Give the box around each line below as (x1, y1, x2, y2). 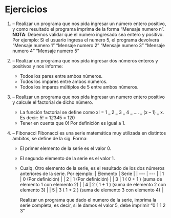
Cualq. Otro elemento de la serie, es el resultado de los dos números (19, 165, 165, 171)
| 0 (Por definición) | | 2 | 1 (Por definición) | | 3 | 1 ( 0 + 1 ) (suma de (19, 176, 162, 182)
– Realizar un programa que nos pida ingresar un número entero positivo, (12, 20, 166, 27)
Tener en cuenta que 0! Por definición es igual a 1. (19, 120, 126, 126)
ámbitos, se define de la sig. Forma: (12, 135, 88, 141)
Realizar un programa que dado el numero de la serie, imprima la (19, 197, 157, 203)
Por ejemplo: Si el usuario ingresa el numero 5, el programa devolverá (12, 37, 159, 43)
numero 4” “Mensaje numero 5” (12, 48, 80, 54)
